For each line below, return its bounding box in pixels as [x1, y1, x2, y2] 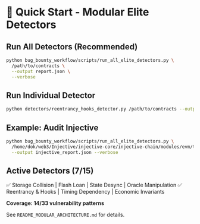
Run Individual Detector [6, 90, 96, 100]
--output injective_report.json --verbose [11, 149, 118, 155]
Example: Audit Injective [6, 122, 99, 132]
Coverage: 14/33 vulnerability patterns [6, 200, 105, 207]
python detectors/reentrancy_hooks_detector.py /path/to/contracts [6, 106, 177, 112]
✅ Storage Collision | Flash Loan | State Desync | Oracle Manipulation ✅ [6, 181, 183, 189]
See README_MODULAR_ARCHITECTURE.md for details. [6, 211, 125, 219]
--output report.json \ [11, 68, 70, 74]
